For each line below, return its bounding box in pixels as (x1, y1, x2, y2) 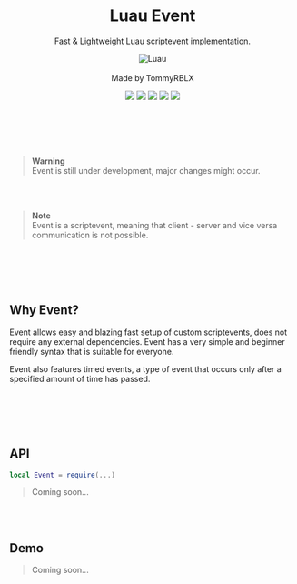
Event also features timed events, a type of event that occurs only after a (9, 363, 282, 374)
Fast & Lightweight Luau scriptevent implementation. (54, 35, 252, 46)
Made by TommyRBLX (111, 72, 194, 83)
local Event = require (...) (9, 470, 116, 479)
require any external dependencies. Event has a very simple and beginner (9, 336, 286, 347)
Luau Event (109, 5, 196, 26)
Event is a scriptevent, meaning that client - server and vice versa (31, 219, 278, 230)
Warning (31, 156, 65, 166)
